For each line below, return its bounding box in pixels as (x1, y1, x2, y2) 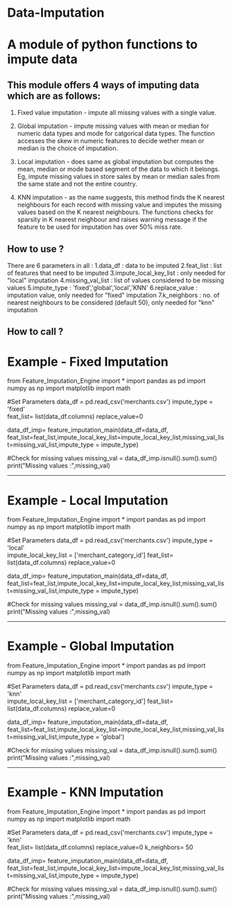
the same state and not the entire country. (17, 179, 137, 188)
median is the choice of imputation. (17, 144, 119, 152)
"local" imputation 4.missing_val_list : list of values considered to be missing (7, 276, 224, 284)
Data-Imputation (7, 5, 105, 21)
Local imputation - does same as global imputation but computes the (17, 158, 214, 166)
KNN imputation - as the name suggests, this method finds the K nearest (17, 193, 225, 202)
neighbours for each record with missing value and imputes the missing (17, 200, 222, 209)
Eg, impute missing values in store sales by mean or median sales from (17, 172, 221, 181)
